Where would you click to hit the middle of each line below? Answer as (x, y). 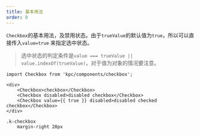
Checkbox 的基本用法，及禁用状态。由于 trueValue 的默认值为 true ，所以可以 (98, 35)
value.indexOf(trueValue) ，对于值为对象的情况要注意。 (90, 63)
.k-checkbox (21, 121)
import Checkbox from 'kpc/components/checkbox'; (70, 74)
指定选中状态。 (74, 43)
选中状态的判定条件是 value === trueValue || (77, 55)
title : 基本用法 (25, 12)
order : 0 (17, 17)
